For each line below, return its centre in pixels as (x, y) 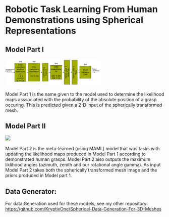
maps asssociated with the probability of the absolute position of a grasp (81, 99)
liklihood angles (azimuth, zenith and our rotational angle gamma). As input (83, 165)
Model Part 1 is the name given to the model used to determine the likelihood (85, 94)
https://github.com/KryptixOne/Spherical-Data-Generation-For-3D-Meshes (83, 209)
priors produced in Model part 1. (39, 176)
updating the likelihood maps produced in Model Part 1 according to (76, 154)
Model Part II (25, 126)
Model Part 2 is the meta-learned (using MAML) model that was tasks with (82, 149)
